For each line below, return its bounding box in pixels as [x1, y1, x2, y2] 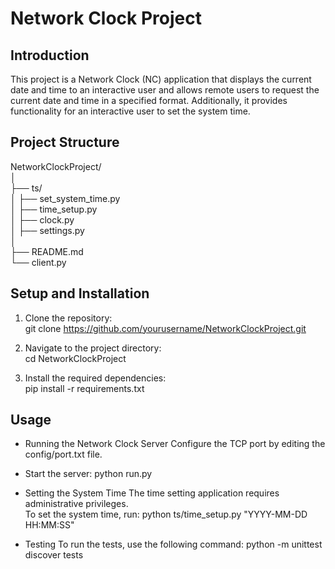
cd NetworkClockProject [24, 352, 127, 364]
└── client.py [10, 256, 67, 268]
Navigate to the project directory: [24, 342, 162, 354]
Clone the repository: [24, 312, 113, 324]
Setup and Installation [10, 285, 150, 302]
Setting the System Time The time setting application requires [24, 487, 280, 499]
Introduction [10, 47, 90, 64]
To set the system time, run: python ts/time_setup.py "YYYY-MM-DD [24, 508, 308, 521]
